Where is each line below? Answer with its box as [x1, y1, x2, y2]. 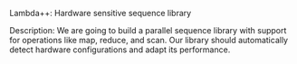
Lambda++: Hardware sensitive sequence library [9, 8, 192, 18]
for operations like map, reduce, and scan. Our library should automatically [9, 35, 288, 45]
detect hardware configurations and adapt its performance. [9, 44, 231, 55]
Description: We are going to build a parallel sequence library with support [9, 25, 287, 35]
